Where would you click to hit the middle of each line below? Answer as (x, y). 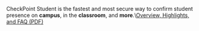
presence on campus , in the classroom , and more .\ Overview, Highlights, (98, 15)
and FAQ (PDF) (25, 22)
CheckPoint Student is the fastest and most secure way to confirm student (100, 9)
